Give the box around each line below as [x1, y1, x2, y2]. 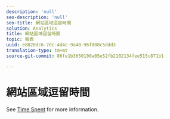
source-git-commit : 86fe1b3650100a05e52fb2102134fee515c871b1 [6, 53, 164, 59]
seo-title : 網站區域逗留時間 [6, 20, 72, 26]
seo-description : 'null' [6, 14, 68, 20]
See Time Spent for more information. [6, 105, 99, 113]
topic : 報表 [6, 36, 34, 42]
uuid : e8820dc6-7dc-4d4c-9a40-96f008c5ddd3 [6, 42, 116, 48]
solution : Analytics [6, 25, 58, 32]
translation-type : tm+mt [6, 48, 68, 54]
